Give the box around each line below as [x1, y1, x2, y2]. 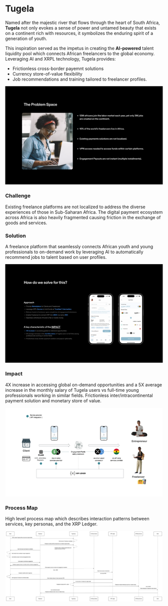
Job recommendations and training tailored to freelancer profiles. [12, 76, 147, 82]
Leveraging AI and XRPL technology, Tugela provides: [5, 56, 116, 62]
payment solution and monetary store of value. [5, 397, 101, 403]
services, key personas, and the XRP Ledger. [5, 521, 98, 527]
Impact [5, 370, 23, 377]
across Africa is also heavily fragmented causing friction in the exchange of [5, 214, 161, 220]
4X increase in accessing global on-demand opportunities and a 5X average [5, 381, 162, 388]
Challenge [5, 192, 31, 199]
